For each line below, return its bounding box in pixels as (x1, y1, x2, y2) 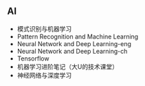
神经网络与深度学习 (16, 71, 72, 79)
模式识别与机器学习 (16, 24, 72, 33)
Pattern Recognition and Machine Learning (16, 32, 139, 41)
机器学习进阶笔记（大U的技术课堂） (16, 62, 119, 71)
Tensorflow (16, 54, 49, 63)
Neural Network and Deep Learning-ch (16, 47, 128, 55)
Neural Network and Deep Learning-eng (16, 39, 132, 47)
